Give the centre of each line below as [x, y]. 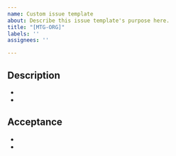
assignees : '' [28, 40]
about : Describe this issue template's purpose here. [89, 21]
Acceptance [35, 122]
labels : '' [23, 34]
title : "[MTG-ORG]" [36, 27]
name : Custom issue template [50, 14]
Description [34, 75]
